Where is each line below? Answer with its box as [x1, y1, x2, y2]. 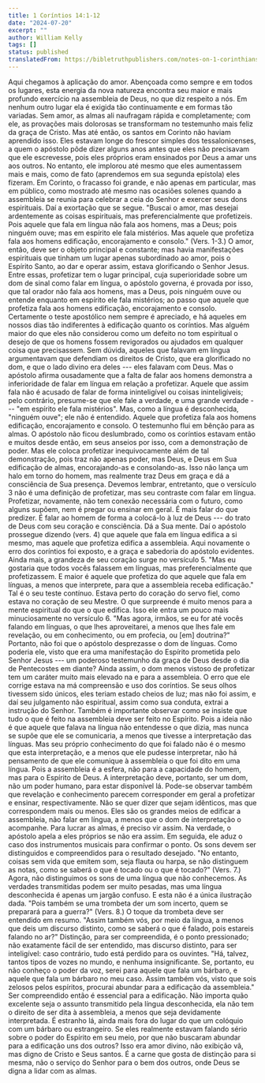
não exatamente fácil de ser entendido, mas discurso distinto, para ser [8, 940, 237, 950]
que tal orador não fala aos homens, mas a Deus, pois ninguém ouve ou [8, 286, 242, 296]
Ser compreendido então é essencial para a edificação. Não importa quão [8, 991, 248, 1000]
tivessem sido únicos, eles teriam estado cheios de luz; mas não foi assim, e [8, 689, 256, 698]
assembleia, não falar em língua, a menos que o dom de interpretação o [8, 814, 242, 824]
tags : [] [8, 41, 37, 49]
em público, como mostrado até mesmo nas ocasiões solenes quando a [8, 186, 242, 196]
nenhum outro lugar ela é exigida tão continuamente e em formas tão [8, 102, 233, 111]
